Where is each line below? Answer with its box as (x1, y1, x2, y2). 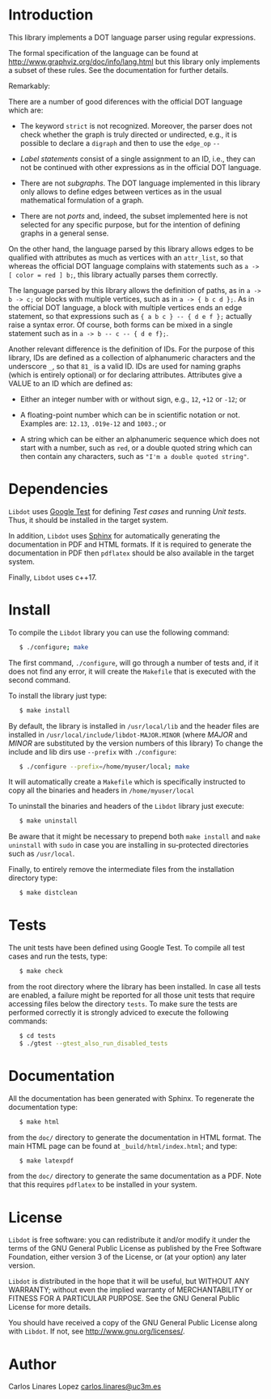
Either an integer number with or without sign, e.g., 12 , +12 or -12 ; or (19, 394, 247, 404)
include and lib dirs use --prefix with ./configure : (8, 746, 176, 756)
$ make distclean (19, 889, 78, 897)
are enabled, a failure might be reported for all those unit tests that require (8, 990, 256, 1000)
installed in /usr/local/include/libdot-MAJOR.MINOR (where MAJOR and (8, 729, 248, 739)
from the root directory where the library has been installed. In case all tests (8, 982, 261, 991)
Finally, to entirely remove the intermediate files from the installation (8, 865, 235, 874)
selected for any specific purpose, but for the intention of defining (19, 219, 241, 229)
